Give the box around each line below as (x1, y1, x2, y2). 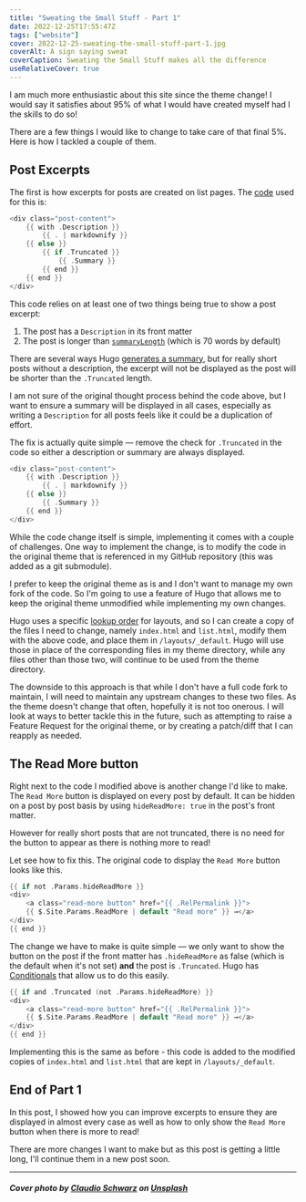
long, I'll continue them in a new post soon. (9, 1153, 171, 1164)
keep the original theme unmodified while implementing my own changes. (9, 597, 287, 608)
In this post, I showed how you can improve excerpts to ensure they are (9, 1106, 278, 1117)
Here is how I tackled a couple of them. (9, 136, 157, 147)
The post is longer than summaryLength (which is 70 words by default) (22, 335, 281, 347)
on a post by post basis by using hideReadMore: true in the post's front (9, 800, 276, 811)
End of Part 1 (9, 1083, 82, 1098)
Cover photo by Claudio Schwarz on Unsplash (9, 1183, 189, 1194)
